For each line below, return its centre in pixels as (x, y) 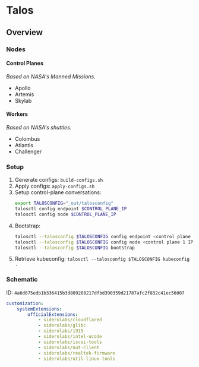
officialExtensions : (53, 314)
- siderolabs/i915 (61, 331)
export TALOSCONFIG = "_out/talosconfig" (64, 203)
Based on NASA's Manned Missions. (51, 76)
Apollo (23, 88)
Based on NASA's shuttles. (39, 127)
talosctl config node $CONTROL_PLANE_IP (65, 214)
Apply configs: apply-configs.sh (55, 186)
